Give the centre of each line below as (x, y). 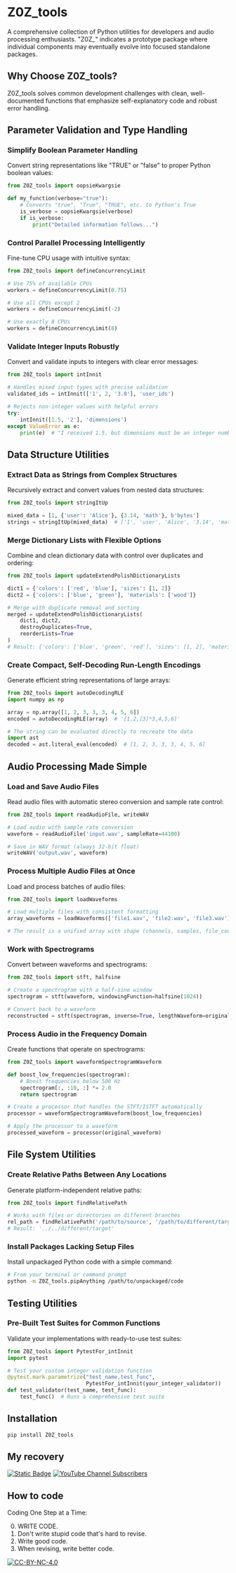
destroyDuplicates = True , (56, 627)
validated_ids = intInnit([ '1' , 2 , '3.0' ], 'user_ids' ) (91, 394)
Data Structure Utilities (58, 454)
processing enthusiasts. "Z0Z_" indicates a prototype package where (107, 39)
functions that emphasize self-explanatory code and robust (131, 101)
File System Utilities (52, 1154)
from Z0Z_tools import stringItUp (58, 503)
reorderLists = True (47, 634)
